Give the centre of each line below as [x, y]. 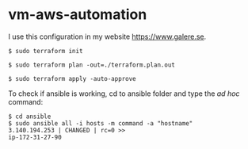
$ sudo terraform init [46, 51]
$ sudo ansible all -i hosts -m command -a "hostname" [101, 123]
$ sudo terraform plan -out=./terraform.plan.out [92, 65]
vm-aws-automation [78, 15]
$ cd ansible [30, 117]
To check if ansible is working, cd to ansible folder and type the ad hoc [124, 94]
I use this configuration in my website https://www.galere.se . [107, 36]
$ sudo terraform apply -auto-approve [72, 78]
